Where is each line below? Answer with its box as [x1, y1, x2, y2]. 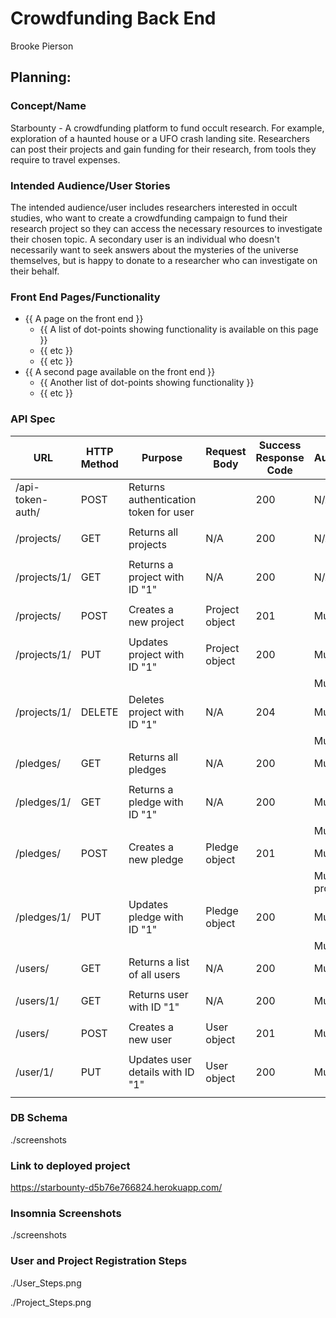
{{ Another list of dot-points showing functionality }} [39, 377, 255, 389]
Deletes [128, 692, 165, 706]
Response [255, 450, 305, 464]
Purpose [141, 450, 183, 464]
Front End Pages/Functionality [10, 290, 161, 304]
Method [80, 457, 119, 471]
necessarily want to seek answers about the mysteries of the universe [10, 243, 299, 256]
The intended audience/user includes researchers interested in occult [10, 201, 298, 213]
